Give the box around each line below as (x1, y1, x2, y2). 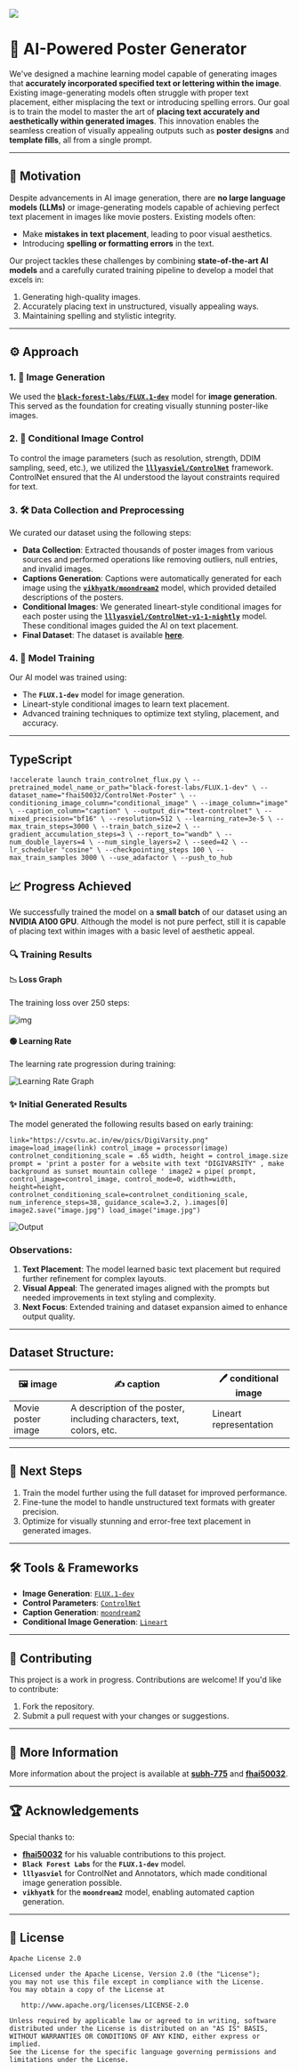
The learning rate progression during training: (9, 1059, 176, 1070)
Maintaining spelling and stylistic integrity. (21, 310, 177, 320)
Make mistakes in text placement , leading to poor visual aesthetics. (21, 228, 273, 239)
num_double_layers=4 (9, 837, 86, 847)
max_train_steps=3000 (9, 822, 90, 831)
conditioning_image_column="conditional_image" (9, 799, 190, 808)
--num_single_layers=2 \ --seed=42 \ (96, 837, 238, 847)
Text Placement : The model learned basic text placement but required (21, 1264, 281, 1274)
